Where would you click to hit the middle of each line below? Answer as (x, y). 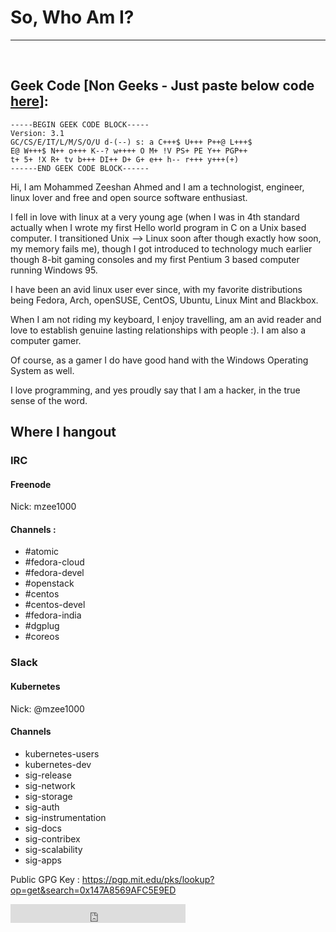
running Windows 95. (54, 270)
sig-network (50, 785)
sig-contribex (52, 838)
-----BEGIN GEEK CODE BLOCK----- (80, 124)
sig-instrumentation (65, 817)
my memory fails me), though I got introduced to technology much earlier (161, 248)
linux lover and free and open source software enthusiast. (129, 197)
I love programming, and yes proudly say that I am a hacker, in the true (155, 390)
